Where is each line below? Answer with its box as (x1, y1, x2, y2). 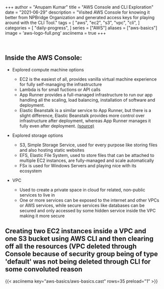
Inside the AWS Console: (5, 54, 82, 62)
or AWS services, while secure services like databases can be (19, 202, 145, 208)
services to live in (19, 192, 55, 198)
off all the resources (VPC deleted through (5, 242, 137, 251)
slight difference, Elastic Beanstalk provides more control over (19, 112, 145, 118)
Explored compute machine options (12, 67, 84, 72)
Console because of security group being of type (5, 250, 158, 258)
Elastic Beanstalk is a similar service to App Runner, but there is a (19, 107, 151, 113)
